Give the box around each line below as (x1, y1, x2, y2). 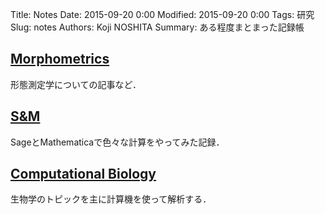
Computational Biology (10, 166, 157, 183)
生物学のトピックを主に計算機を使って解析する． (10, 193, 212, 205)
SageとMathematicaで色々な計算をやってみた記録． (10, 136, 225, 148)
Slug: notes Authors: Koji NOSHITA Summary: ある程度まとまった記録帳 (10, 21, 305, 33)
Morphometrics (10, 51, 110, 68)
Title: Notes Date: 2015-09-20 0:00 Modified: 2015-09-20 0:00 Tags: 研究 (10, 9, 315, 20)
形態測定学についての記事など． (10, 78, 142, 90)
